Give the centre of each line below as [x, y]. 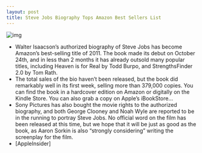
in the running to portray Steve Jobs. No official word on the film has [100, 117]
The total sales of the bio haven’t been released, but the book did [96, 79]
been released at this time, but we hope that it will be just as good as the [106, 124]
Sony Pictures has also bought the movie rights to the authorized [96, 104]
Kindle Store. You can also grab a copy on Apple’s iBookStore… [94, 98]
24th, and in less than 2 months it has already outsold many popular [100, 59]
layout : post [23, 12]
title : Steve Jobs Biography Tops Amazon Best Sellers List [84, 18]
